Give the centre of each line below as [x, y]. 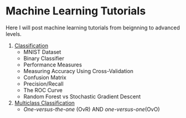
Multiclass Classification [45, 102]
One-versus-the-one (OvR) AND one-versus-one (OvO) [91, 109]
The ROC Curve [43, 90]
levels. [14, 34]
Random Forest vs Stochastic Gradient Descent [82, 96]
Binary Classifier [44, 58]
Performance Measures [53, 65]
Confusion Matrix [45, 77]
